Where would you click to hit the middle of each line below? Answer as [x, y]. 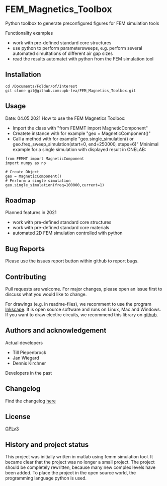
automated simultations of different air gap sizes [63, 53]
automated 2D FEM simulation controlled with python [67, 233]
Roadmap [21, 200]
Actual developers [24, 342]
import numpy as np [26, 163]
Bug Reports [25, 249]
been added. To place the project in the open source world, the [71, 473]
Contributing [26, 277]
